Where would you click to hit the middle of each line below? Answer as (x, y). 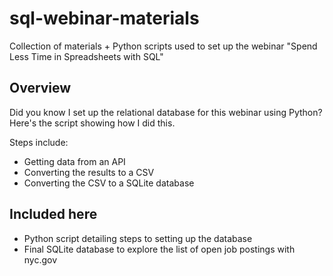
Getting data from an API (74, 161)
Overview (40, 88)
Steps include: (39, 142)
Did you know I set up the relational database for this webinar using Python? (166, 112)
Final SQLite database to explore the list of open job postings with (159, 249)
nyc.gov (40, 259)
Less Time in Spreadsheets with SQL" (86, 56)
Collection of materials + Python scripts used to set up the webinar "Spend (163, 46)
